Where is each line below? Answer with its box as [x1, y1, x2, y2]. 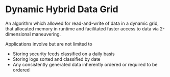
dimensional [5, 31, 31, 37]
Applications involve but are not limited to [5, 41, 93, 47]
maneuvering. [32, 31, 61, 37]
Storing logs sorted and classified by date [12, 56, 101, 62]
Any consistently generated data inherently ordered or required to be [12, 61, 158, 67]
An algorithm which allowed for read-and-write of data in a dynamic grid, [5, 20, 159, 26]
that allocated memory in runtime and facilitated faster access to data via [5, 25, 159, 31]
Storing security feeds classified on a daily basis [12, 51, 115, 57]
